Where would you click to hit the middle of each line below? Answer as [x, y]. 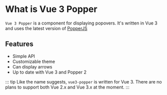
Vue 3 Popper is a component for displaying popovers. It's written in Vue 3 [81, 23]
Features [19, 44]
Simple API [23, 56]
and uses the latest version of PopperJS [46, 28]
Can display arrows [32, 66]
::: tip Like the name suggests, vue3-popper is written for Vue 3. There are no [84, 81]
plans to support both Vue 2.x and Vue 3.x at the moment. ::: [67, 87]
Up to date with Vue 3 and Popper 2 [49, 72]
